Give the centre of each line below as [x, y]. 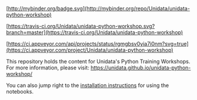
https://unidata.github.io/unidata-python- [141, 68]
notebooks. [20, 91]
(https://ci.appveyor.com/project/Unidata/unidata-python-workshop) [90, 50]
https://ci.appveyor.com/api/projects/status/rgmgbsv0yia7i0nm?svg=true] [98, 44]
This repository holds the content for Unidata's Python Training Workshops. [98, 61]
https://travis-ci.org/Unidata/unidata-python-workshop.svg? [81, 26]
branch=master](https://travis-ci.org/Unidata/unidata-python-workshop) [95, 32]
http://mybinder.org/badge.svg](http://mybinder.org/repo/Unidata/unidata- [99, 9]
